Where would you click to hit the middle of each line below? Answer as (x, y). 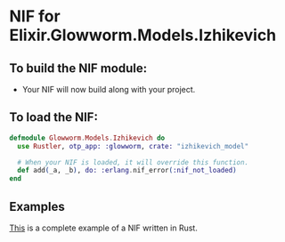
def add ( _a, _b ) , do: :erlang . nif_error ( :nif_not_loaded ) (127, 171)
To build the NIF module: (78, 68)
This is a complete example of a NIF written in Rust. (103, 228)
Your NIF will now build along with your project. (109, 89)
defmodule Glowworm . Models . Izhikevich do (87, 138)
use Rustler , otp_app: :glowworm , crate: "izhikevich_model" (133, 146)
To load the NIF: (53, 117)
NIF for (35, 16)
